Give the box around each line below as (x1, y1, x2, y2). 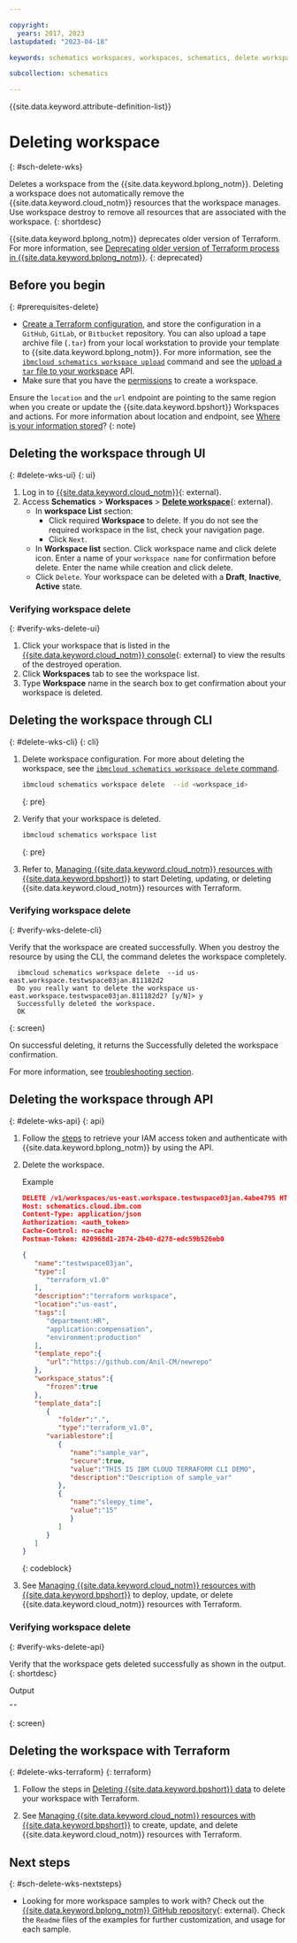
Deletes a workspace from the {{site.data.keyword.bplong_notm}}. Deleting (9, 179, 284, 190)
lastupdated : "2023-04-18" (9, 37, 109, 46)
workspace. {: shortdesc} (9, 216, 102, 227)
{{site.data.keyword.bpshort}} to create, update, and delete (21, 1820, 239, 1831)
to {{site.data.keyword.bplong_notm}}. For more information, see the (21, 346, 272, 357)
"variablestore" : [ (45, 1432, 114, 1441)
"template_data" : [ (34, 1398, 103, 1408)
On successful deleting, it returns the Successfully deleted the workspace (9, 1040, 278, 1050)
